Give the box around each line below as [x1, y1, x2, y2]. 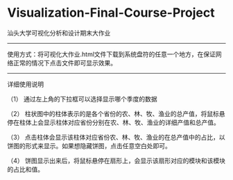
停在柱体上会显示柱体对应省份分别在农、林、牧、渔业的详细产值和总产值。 [7, 118, 220, 126]
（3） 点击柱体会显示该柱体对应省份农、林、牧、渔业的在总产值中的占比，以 [7, 133, 225, 141]
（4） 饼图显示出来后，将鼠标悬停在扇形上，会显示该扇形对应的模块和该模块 [7, 156, 225, 165]
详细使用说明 [7, 80, 44, 88]
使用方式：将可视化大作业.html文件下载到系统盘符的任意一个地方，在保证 [7, 50, 216, 58]
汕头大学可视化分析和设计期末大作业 [7, 28, 111, 37]
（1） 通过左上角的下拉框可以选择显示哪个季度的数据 [7, 95, 157, 103]
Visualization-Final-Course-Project [7, 5, 215, 21]
